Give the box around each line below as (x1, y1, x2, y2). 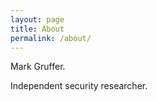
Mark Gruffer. (10, 61, 66, 73)
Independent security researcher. (10, 80, 148, 92)
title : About (10, 24, 65, 34)
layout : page (10, 14, 65, 25)
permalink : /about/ (10, 33, 92, 43)
